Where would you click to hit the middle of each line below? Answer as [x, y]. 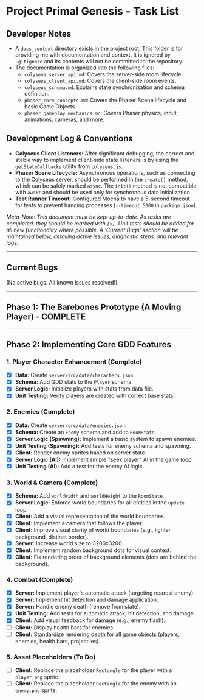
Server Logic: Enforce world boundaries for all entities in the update [100, 503]
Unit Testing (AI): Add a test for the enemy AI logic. [80, 467]
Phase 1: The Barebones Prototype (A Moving [94, 307]
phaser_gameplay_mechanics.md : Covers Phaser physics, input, [101, 113]
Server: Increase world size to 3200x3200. [69, 543]
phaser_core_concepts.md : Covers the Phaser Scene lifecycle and [105, 100]
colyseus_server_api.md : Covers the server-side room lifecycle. [104, 74]
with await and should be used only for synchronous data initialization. [103, 192]
